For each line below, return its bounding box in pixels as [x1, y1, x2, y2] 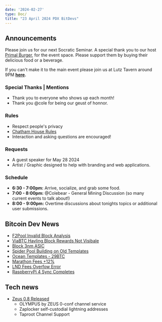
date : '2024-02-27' [5, 7, 44, 12]
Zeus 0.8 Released [12, 296, 49, 302]
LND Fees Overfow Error [12, 264, 61, 270]
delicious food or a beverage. [5, 57, 64, 63]
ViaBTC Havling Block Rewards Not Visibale [12, 238, 99, 244]
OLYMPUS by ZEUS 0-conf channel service [19, 301, 106, 306]
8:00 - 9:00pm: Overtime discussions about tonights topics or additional [12, 201, 158, 206]
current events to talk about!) [12, 195, 70, 202]
